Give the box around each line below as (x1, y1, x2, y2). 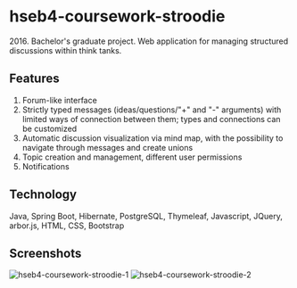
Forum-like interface (21, 95, 98, 105)
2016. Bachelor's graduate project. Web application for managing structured (9, 36, 289, 46)
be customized (21, 123, 78, 134)
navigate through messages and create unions (21, 142, 194, 152)
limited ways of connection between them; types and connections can (21, 113, 281, 124)
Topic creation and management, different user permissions (21, 152, 243, 162)
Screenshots (9, 245, 82, 260)
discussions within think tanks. (9, 45, 122, 55)
